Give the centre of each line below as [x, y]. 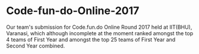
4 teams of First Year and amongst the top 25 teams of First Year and [91, 39]
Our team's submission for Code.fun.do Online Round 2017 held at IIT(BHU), [99, 27]
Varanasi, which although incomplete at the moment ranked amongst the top [100, 33]
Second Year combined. [36, 46]
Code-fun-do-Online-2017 [73, 11]
